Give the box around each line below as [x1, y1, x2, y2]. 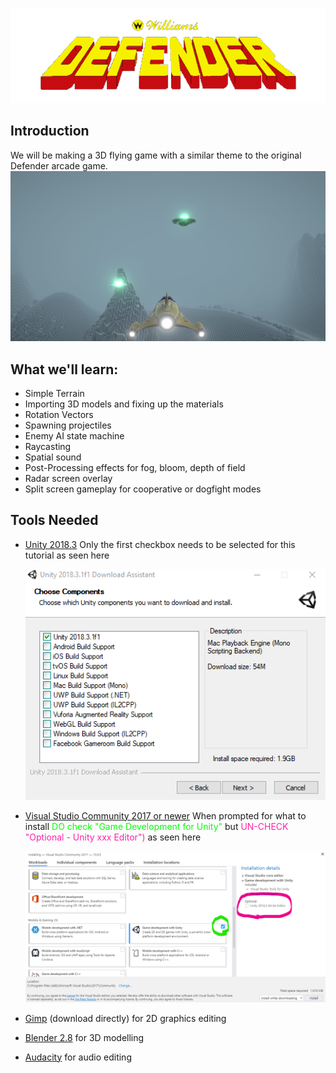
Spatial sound [24, 451, 82, 463]
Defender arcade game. [10, 159, 108, 172]
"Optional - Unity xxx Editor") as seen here [24, 831, 202, 843]
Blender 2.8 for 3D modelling [24, 1031, 145, 1043]
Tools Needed [10, 512, 99, 529]
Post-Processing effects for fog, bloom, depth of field [24, 461, 246, 473]
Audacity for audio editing [24, 1051, 132, 1063]
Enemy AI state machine [24, 429, 125, 442]
